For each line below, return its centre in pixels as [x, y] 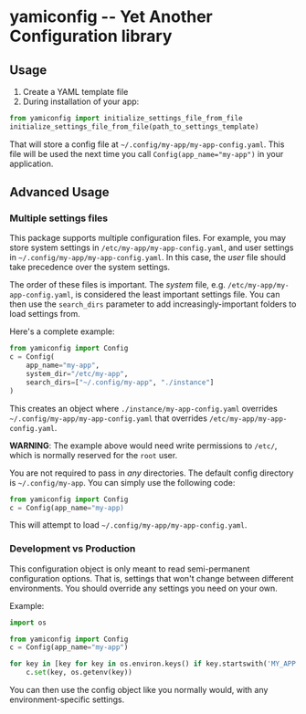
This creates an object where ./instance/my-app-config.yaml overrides [144, 408]
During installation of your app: [81, 101]
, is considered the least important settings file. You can [175, 295]
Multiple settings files [59, 218]
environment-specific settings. [67, 699]
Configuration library [91, 36]
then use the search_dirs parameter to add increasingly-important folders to [153, 304]
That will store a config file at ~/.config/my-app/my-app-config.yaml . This [147, 144]
